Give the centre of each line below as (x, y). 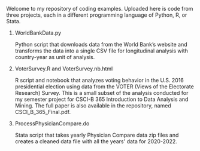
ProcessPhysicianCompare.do (52, 124)
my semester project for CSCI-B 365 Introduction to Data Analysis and (101, 99)
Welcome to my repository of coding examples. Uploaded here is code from (100, 9)
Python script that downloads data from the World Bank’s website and (101, 44)
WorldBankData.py (38, 33)
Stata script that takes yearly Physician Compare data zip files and (97, 135)
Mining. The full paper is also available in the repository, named (93, 106)
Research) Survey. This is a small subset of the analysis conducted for (101, 93)
